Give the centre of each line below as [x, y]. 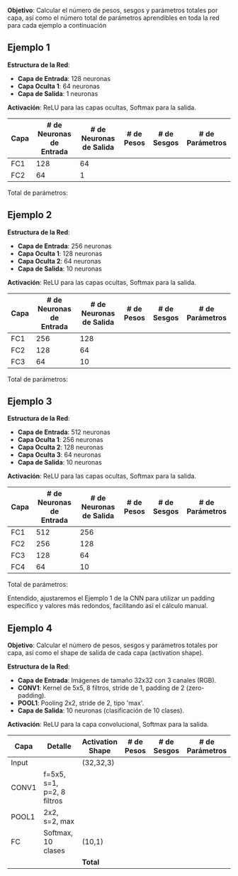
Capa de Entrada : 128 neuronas [64, 78]
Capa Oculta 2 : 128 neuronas [61, 448]
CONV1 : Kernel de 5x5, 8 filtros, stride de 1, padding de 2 [101, 688]
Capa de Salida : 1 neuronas [58, 93]
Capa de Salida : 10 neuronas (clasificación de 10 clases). [101, 710]
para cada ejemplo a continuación [57, 25]
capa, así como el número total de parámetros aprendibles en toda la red [113, 18]
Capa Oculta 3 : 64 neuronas [59, 455]
